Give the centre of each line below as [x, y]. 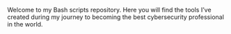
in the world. [25, 24]
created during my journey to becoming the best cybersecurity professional [116, 17]
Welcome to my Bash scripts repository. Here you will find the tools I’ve [109, 10]
